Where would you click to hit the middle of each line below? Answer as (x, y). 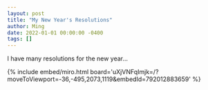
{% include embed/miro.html (48, 72)
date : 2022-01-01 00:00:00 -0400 (55, 33)
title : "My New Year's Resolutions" (60, 20)
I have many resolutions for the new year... (68, 58)
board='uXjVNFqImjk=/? (124, 72)
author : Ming (26, 26)
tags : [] (20, 39)
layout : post (26, 13)
